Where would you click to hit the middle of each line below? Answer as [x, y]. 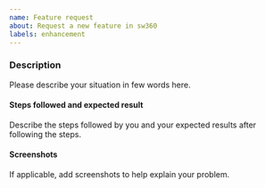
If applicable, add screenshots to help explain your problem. [120, 175]
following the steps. [46, 134]
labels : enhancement [48, 34]
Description [35, 65]
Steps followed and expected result [76, 105]
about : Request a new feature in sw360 [83, 26]
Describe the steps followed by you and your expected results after [133, 125]
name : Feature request [51, 17]
